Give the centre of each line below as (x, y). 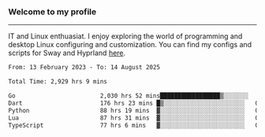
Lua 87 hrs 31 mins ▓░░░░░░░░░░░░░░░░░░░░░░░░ (127, 118)
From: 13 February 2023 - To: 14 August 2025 (84, 68)
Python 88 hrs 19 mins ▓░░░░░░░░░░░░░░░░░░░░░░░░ (127, 110)
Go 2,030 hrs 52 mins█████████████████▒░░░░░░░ (128, 96)
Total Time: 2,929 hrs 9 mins (58, 82)
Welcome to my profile (52, 12)
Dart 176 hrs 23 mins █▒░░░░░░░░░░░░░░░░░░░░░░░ (127, 103)
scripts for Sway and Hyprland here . (67, 53)
